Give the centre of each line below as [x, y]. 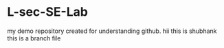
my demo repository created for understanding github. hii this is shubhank [112, 31]
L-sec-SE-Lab [47, 12]
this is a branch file [34, 38]
